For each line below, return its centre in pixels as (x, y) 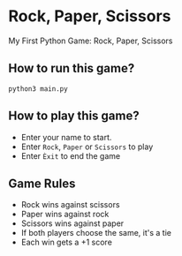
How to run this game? (72, 68)
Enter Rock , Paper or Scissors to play (87, 147)
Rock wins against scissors (70, 205)
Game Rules (42, 183)
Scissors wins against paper (72, 223)
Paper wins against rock (65, 215)
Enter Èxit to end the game (71, 155)
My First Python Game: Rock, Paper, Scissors (91, 41)
